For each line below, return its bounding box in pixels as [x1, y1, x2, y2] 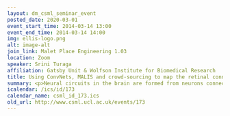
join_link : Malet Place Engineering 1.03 [7, 48, 127, 55]
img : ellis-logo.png [7, 35, 66, 42]
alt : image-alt [7, 42, 51, 48]
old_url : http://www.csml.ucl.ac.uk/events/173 [7, 99, 146, 106]
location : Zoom [7, 55, 51, 61]
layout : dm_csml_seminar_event [7, 10, 97, 17]
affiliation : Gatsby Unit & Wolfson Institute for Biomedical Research [7, 67, 216, 74]
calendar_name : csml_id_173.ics [7, 93, 99, 100]
